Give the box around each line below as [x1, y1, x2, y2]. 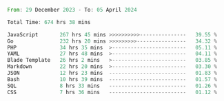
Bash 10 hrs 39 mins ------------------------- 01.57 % [7, 76, 217, 82]
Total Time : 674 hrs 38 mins [7, 19, 91, 25]
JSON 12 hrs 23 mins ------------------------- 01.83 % [7, 69, 217, 76]
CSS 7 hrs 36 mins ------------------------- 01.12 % [7, 89, 217, 96]
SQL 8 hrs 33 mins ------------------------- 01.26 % [7, 82, 217, 89]
